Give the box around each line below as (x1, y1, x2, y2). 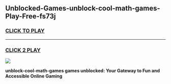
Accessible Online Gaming (5, 73, 63, 79)
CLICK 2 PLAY (5, 46, 41, 53)
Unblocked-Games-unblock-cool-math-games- (5, 4, 160, 13)
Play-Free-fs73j (5, 12, 56, 21)
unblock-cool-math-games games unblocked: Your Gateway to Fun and (5, 67, 160, 73)
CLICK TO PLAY (5, 27, 45, 35)
